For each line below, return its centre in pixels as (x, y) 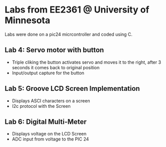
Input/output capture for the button (48, 73)
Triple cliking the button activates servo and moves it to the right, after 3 (87, 62)
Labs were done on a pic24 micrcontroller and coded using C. (69, 34)
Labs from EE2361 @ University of (77, 10)
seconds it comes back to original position (56, 67)
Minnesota (28, 20)
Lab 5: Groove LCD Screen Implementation (72, 89)
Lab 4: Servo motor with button (54, 50)
